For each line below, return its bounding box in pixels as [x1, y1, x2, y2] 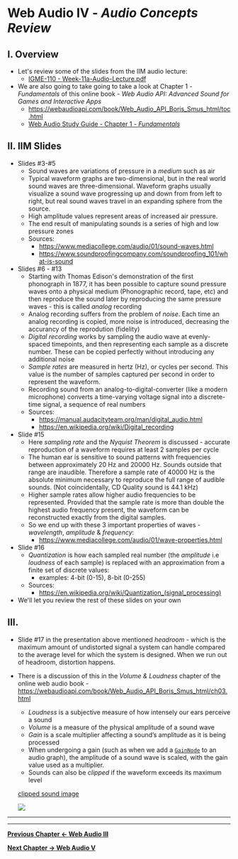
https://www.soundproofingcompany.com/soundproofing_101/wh [38, 249, 228, 258]
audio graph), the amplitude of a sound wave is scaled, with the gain [28, 753, 228, 761]
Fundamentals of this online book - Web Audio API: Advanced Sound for [17, 90, 229, 98]
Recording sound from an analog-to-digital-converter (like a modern [28, 385, 228, 393]
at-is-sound [38, 257, 74, 265]
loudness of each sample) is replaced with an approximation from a [28, 558, 225, 566]
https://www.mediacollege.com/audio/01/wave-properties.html [38, 535, 223, 544]
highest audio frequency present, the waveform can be [28, 505, 189, 514]
